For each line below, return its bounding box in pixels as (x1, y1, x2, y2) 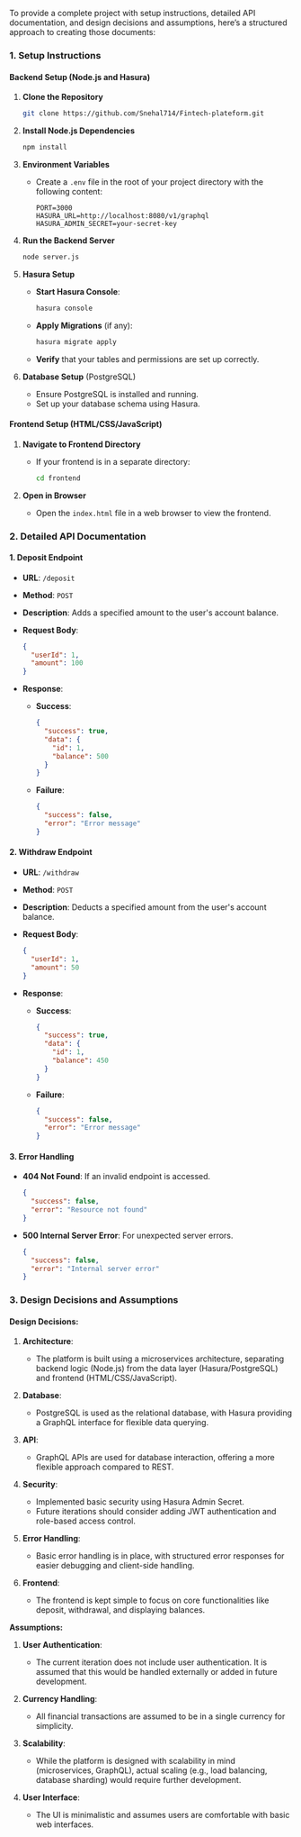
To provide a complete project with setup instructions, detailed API (9, 8, 256, 18)
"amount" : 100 (31, 659, 84, 668)
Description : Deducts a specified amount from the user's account (22, 902, 267, 913)
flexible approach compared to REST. (35, 1461, 174, 1472)
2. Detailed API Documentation (9, 530, 146, 542)
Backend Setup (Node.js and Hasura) (9, 71, 151, 82)
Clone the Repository (22, 92, 103, 103)
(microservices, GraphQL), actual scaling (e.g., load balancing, (35, 1765, 268, 1776)
